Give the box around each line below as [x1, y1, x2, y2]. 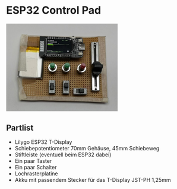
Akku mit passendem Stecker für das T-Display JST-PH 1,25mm [14, 177, 171, 184]
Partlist [6, 122, 34, 133]
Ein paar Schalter [14, 164, 58, 171]
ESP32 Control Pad [6, 4, 102, 17]
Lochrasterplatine [14, 170, 58, 177]
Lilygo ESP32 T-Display [14, 138, 72, 146]
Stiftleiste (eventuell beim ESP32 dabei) [14, 151, 112, 158]
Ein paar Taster [14, 157, 52, 165]
